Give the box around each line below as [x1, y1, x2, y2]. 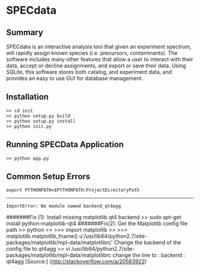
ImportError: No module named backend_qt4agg [6, 203, 121, 209]
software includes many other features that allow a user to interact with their [6, 56, 193, 63]
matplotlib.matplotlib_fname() [6, 233, 79, 240]
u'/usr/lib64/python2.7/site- [79, 233, 148, 240]
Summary [6, 27, 43, 38]
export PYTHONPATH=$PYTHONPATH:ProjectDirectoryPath [6, 187, 140, 194]
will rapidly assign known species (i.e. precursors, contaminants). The [6, 49, 178, 57]
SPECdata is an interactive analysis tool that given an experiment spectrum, [6, 43, 192, 50]
